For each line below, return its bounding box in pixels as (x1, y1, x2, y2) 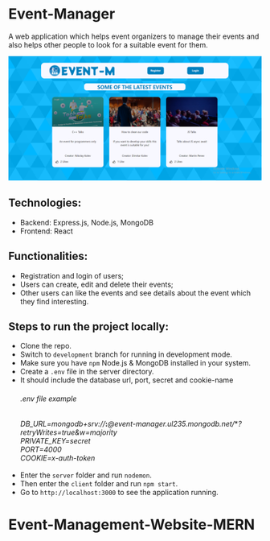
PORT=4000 (19, 444, 62, 454)
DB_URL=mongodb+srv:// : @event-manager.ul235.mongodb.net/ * (19, 419, 239, 428)
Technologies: (8, 196, 82, 210)
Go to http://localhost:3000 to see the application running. (19, 487, 219, 497)
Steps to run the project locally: (8, 320, 169, 334)
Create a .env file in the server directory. (19, 367, 154, 377)
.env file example (19, 394, 77, 403)
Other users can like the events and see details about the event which (19, 287, 252, 298)
